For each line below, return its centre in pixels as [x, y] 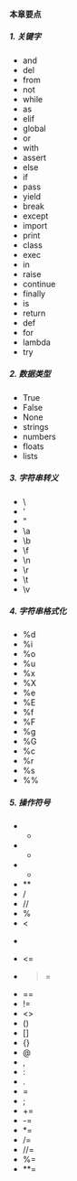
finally [34, 294]
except [35, 216]
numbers [39, 436]
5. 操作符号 [30, 803]
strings [35, 426]
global [34, 128]
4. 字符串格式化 [38, 611]
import [35, 225]
